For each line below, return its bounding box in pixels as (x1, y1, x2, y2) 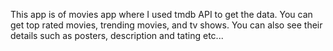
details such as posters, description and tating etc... (10, 30, 224, 41)
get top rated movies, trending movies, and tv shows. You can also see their (10, 19, 323, 31)
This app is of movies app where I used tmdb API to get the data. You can (10, 9, 313, 20)
